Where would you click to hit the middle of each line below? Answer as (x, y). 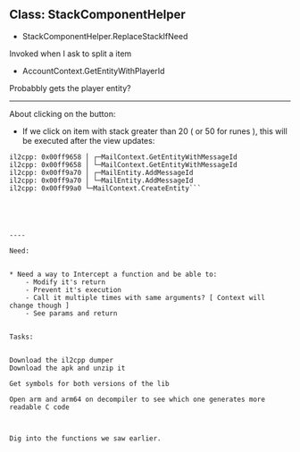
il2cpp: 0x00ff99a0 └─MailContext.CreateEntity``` (105, 188)
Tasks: (21, 337)
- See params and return (71, 313)
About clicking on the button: (62, 113)
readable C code (39, 407)
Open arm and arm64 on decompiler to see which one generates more (137, 399)
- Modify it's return (65, 282)
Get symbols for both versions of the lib (89, 383)
